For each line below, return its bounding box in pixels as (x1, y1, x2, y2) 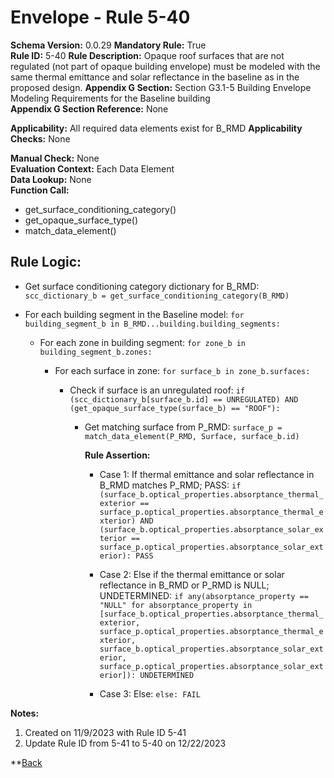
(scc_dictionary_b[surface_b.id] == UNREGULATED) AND (69, 394, 299, 405)
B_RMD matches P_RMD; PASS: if (99, 479, 242, 491)
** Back (10, 756, 43, 768)
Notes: (10, 707, 40, 719)
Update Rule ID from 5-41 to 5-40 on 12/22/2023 (24, 737, 227, 749)
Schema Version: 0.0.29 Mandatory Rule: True (10, 39, 207, 51)
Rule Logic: (10, 254, 82, 271)
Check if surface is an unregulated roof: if (69, 384, 246, 396)
